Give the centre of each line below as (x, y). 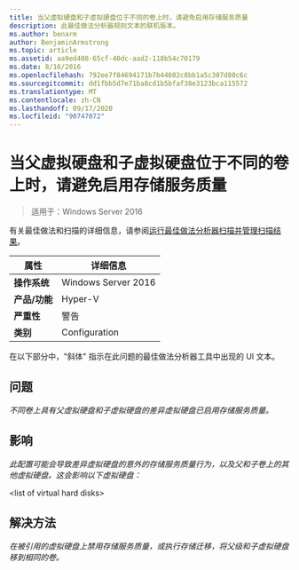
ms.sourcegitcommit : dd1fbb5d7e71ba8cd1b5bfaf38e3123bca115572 (129, 83)
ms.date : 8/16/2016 (45, 67)
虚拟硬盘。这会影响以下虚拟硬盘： (79, 475)
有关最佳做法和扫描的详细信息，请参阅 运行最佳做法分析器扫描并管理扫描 (141, 231)
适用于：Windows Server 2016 (87, 212)
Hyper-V (80, 299)
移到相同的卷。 (36, 557)
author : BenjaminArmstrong (59, 42)
